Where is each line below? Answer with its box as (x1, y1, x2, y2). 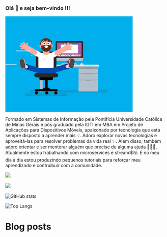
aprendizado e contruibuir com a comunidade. (5, 163, 103, 169)
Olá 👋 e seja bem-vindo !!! (5, 5, 70, 12)
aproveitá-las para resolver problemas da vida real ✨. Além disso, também (5, 138, 161, 144)
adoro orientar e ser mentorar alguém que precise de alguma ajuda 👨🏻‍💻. (5, 144, 157, 150)
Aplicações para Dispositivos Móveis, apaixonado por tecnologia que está (5, 127, 160, 133)
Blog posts (5, 221, 51, 232)
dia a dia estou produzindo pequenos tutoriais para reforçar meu (5, 157, 141, 163)
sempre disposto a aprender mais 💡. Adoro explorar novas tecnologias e (5, 133, 157, 139)
